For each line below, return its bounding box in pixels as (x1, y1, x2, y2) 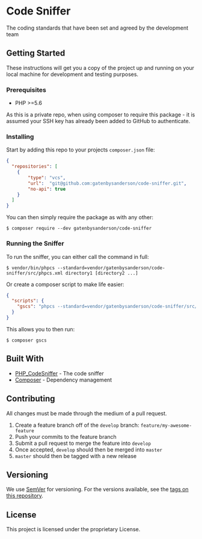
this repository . (6, 492, 44, 499)
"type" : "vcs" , (28, 174, 66, 180)
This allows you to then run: (6, 325, 75, 333)
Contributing (6, 394, 55, 404)
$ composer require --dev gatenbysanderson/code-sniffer (6, 225, 152, 232)
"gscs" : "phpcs (17, 304, 55, 310)
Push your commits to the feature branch (14, 433, 117, 440)
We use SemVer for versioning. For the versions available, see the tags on (6, 486, 189, 493)
